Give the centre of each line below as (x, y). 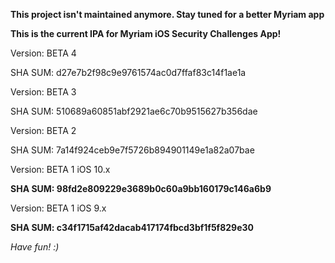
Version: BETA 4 (43, 53)
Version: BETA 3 (43, 92)
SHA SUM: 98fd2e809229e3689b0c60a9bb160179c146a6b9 (141, 188)
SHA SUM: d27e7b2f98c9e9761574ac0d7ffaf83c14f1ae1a (128, 72)
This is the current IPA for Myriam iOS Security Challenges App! (146, 33)
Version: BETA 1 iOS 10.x (60, 169)
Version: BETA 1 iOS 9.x (58, 208)
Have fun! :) (35, 247)
